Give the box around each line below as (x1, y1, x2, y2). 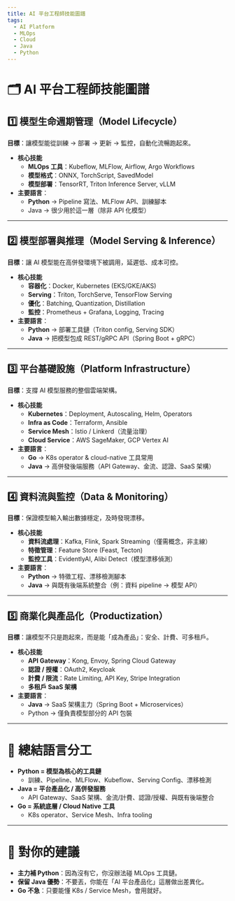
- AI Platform (13, 23, 55, 30)
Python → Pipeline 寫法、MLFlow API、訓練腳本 (27, 197, 167, 206)
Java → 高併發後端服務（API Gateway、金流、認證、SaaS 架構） (27, 462, 215, 470)
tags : (7, 17, 23, 24)
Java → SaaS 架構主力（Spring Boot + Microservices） (27, 700, 187, 709)
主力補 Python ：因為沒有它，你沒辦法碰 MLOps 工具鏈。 (17, 869, 181, 877)
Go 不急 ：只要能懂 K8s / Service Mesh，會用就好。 (17, 886, 166, 895)
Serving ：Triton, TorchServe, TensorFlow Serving (27, 290, 173, 298)
